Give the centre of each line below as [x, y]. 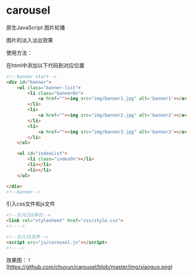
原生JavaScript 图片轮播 [36, 27]
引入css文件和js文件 [31, 204]
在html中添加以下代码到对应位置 [45, 65]
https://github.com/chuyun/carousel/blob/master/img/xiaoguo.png [89, 267]
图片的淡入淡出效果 [30, 40]
